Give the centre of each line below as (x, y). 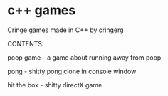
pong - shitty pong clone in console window (72, 71)
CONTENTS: (26, 43)
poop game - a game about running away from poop (84, 57)
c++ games (42, 10)
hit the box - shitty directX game (55, 85)
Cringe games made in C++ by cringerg (65, 30)
